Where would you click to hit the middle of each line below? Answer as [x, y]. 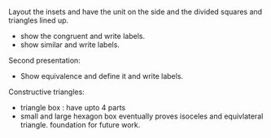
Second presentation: [45, 60]
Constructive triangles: [47, 92]
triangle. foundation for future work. [80, 125]
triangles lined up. [39, 20]
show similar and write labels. [70, 45]
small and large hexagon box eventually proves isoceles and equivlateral [142, 116]
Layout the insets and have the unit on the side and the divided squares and [135, 12]
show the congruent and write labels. [82, 36]
